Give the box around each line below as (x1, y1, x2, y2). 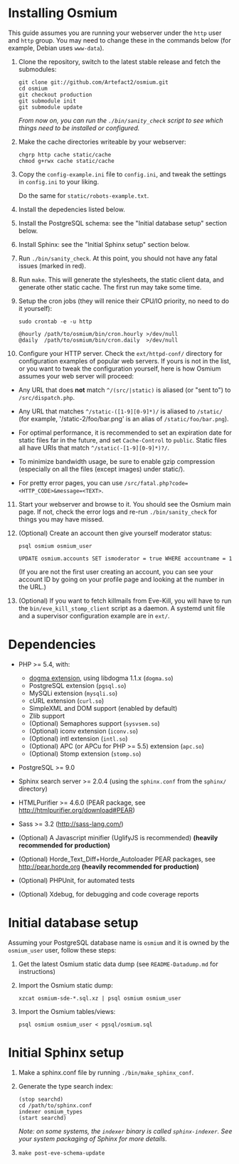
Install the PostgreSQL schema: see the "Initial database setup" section (18, 218, 227, 227)
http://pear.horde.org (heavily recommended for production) (18, 862, 200, 871)
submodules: (18, 65, 57, 73)
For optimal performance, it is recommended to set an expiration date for (18, 428, 232, 437)
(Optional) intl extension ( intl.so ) (28, 734, 128, 743)
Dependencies (8, 637, 96, 652)
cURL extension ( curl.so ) (28, 696, 105, 705)
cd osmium (18, 85, 48, 92)
